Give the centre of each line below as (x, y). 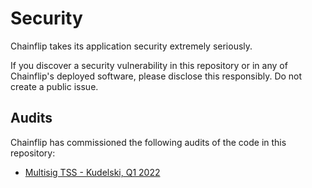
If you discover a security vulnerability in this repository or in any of (149, 65)
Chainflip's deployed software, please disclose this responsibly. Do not (156, 76)
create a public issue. (54, 86)
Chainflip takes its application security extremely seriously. (131, 46)
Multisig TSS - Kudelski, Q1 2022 (92, 172)
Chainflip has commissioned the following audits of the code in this (148, 142)
